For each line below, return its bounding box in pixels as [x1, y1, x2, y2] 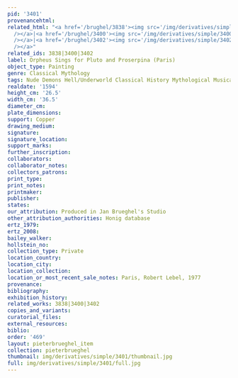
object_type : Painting [7, 63, 74, 70]
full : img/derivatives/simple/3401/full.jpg [7, 360, 141, 367]
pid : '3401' [7, 10, 42, 18]
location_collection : [7, 267, 72, 274]
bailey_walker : [7, 235, 52, 242]
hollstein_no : [7, 241, 50, 248]
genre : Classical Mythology [7, 70, 91, 77]
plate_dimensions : [7, 109, 62, 116]
